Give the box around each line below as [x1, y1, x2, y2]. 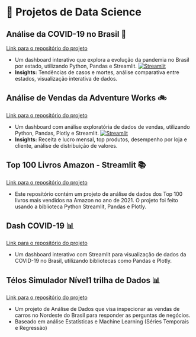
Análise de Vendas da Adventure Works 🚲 [6, 93, 167, 103]
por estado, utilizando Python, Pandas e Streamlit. [14, 62, 137, 69]
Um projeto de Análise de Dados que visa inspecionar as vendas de [14, 306, 180, 313]
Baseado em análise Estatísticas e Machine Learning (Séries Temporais [14, 318, 189, 325]
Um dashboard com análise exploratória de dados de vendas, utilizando [14, 123, 191, 130]
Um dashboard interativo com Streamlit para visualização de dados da [14, 251, 187, 258]
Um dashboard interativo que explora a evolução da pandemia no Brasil [14, 56, 189, 63]
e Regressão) [14, 325, 47, 332]
